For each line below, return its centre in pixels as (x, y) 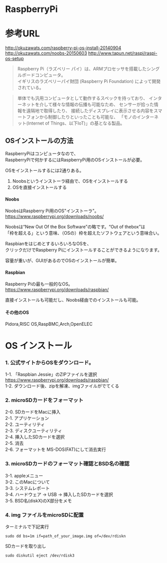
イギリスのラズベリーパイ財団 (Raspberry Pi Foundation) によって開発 (89, 82)
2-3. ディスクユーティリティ (34, 431)
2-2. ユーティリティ (25, 424)
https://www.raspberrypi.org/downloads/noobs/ (54, 217)
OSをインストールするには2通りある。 (44, 170)
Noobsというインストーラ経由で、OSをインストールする (70, 181)
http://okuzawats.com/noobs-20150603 (46, 53)
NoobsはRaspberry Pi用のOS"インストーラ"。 (52, 211)
